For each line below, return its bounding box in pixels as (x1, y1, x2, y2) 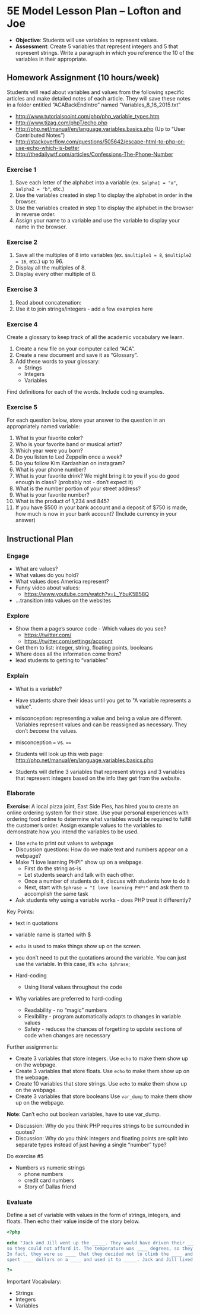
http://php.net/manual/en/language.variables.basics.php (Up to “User (15, 125, 186, 132)
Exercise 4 (7, 320, 38, 328)
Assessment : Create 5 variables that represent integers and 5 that (15, 43, 179, 50)
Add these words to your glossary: (15, 357, 100, 365)
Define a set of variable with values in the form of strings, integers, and (7, 1212, 180, 1219)
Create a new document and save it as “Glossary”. (15, 351, 138, 358)
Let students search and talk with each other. (24, 871, 135, 878)
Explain (7, 672, 29, 680)
